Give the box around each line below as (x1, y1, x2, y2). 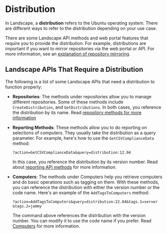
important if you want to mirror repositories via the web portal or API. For (5, 45, 155, 51)
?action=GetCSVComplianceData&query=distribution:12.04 (12, 150, 131, 155)
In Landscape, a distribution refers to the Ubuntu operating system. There (5, 20, 158, 26)
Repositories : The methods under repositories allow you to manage (12, 93, 152, 99)
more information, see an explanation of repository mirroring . (5, 51, 131, 57)
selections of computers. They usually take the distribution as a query (12, 130, 156, 136)
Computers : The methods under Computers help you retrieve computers (12, 174, 163, 180)
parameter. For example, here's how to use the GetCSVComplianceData (12, 135, 155, 141)
